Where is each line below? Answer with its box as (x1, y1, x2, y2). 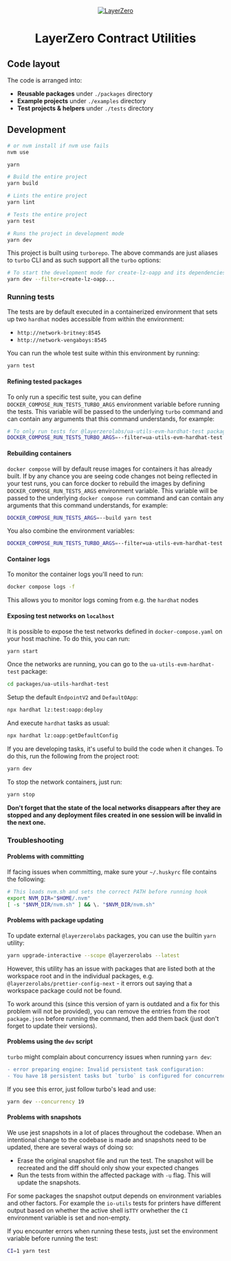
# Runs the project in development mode (7, 230, 125, 237)
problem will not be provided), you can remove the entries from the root (7, 1007, 210, 1015)
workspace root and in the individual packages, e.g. (7, 971, 154, 980)
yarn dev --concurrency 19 (7, 1098, 85, 1105)
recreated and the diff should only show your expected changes (16, 1163, 199, 1172)
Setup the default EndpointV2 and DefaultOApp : (7, 693, 139, 701)
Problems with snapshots (7, 1113, 82, 1121)
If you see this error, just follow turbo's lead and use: (7, 1085, 157, 1093)
